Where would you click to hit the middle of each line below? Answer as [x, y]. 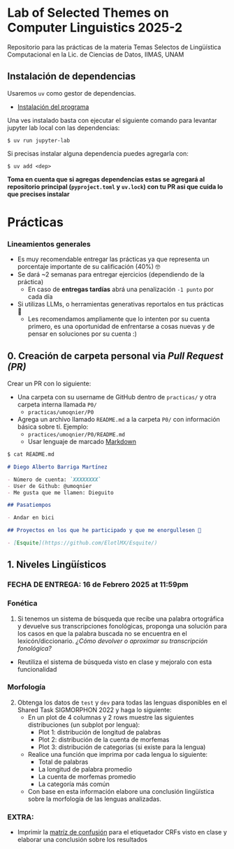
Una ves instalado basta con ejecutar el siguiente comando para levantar [112, 120]
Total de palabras [63, 762]
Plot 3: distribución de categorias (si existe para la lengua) [122, 747]
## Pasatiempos [29, 505]
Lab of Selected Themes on [88, 13]
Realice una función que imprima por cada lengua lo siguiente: [118, 754]
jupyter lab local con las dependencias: [64, 128]
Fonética [22, 603]
